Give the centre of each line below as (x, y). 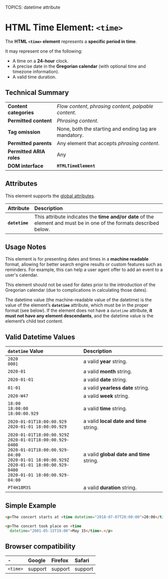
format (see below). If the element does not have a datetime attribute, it (79, 310)
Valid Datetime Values (40, 337)
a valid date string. (105, 380)
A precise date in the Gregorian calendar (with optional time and (79, 66)
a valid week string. (106, 396)
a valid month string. (108, 372)
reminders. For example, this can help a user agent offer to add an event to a (84, 270)
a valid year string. (105, 362)
